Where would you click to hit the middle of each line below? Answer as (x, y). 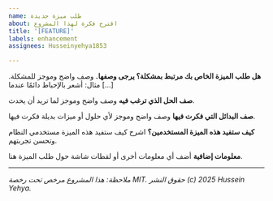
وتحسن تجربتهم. (33, 141)
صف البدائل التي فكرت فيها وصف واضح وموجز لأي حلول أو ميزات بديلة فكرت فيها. (132, 116)
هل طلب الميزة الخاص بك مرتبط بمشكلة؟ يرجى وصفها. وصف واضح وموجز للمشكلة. (135, 76)
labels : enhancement (43, 38)
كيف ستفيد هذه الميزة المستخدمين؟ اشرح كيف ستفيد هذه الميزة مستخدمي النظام (132, 132)
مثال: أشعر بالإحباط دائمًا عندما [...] (61, 85)
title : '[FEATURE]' (41, 31)
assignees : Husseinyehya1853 (58, 46)
